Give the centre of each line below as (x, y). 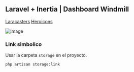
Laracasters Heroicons (29, 21)
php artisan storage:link (32, 64)
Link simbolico (24, 44)
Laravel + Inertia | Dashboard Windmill (67, 9)
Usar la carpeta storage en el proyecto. (46, 55)
